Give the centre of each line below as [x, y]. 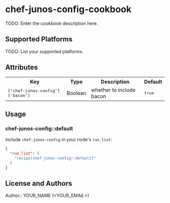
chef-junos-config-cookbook [68, 9]
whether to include [113, 90]
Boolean [76, 93]
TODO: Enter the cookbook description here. [52, 23]
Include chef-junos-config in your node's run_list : [59, 140]
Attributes [22, 68]
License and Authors [39, 184]
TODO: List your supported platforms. [45, 51]
